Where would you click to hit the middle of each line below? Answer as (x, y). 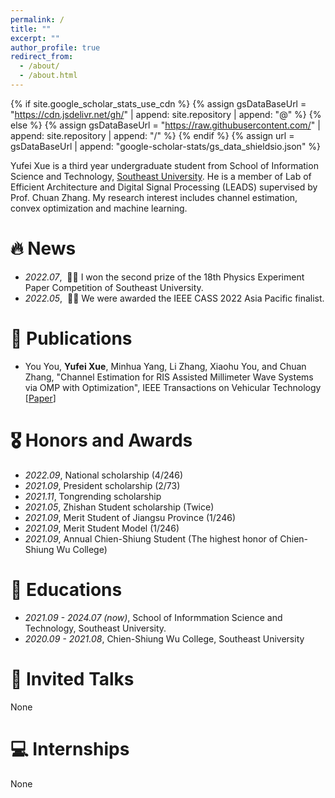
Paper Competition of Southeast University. (114, 287)
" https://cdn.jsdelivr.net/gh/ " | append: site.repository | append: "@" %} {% (166, 114)
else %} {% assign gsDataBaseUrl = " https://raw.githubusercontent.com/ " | (165, 125)
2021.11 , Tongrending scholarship (93, 496)
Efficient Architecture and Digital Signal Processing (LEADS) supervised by (164, 187)
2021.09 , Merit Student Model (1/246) (102, 528)
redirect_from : (42, 57)
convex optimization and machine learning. (99, 208)
